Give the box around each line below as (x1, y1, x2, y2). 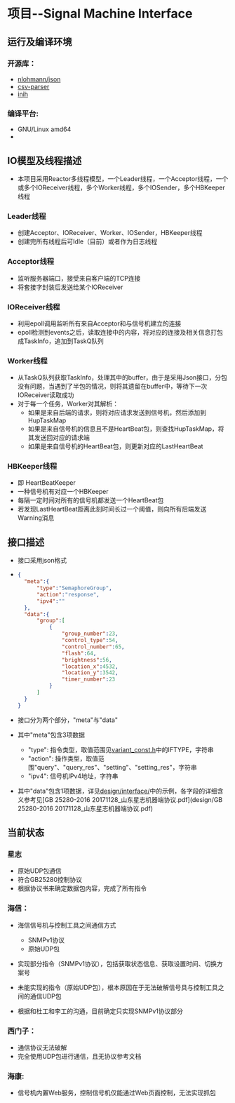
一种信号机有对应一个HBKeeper (17, 488, 109, 496)
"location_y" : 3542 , (62, 669, 119, 676)
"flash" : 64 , (62, 650, 97, 657)
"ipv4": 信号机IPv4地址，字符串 (27, 772, 119, 780)
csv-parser (17, 82, 50, 91)
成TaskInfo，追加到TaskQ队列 (17, 337, 104, 345)
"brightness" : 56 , (62, 656, 112, 663)
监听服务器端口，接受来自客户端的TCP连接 (17, 274, 141, 282)
